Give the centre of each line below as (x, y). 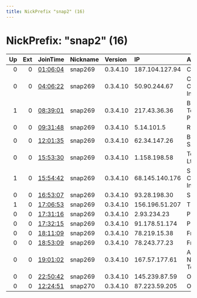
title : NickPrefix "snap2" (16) (45, 11)
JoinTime (51, 59)
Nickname (84, 59)
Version (116, 59)
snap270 (83, 286)
